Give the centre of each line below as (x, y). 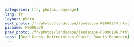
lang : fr (14, 14)
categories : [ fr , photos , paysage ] (42, 10)
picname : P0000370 (24, 28)
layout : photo (20, 19)
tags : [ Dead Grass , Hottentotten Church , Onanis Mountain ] (67, 37)
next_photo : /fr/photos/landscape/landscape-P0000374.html (67, 23)
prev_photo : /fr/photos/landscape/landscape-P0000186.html (67, 32)
